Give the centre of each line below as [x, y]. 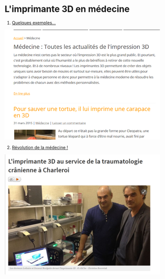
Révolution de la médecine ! [40, 148]
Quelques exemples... [34, 23]
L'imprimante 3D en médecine [67, 9]
